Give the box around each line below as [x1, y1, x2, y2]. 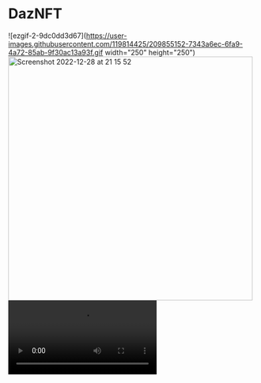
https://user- [85, 31, 127, 40]
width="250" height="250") [104, 47, 196, 57]
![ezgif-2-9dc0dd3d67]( [8, 31, 87, 40]
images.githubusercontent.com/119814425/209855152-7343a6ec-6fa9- [8, 39, 244, 48]
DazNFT [8, 5, 62, 23]
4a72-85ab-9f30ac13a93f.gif [8, 47, 104, 57]
